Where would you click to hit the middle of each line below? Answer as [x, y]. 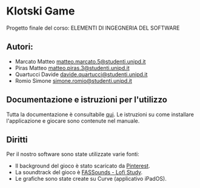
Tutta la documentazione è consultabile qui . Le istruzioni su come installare [100, 114]
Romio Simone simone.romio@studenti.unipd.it [73, 80]
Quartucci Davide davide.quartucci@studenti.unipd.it [81, 74]
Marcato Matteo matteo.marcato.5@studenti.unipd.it [80, 61]
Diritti [17, 139]
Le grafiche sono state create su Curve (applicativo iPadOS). [91, 179]
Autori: [20, 47]
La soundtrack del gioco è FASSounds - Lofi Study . [79, 172]
